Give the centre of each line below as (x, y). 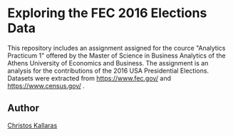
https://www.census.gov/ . (46, 85)
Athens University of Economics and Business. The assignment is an (108, 63)
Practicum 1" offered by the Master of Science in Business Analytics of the (116, 56)
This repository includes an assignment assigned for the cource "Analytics (116, 48)
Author (23, 108)
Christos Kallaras (32, 125)
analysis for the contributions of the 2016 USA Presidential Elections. (108, 70)
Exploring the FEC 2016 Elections (107, 13)
